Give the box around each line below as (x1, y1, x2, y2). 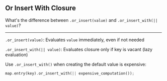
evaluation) (5, 52, 28, 58)
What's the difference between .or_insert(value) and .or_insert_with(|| (5, 17, 158, 23)
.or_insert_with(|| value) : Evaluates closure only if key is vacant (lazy (5, 46, 153, 52)
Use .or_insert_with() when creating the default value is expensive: (5, 61, 147, 67)
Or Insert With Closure (5, 4, 76, 12)
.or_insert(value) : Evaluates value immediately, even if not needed (5, 37, 145, 43)
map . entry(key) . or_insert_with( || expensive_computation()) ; (5, 71, 135, 76)
